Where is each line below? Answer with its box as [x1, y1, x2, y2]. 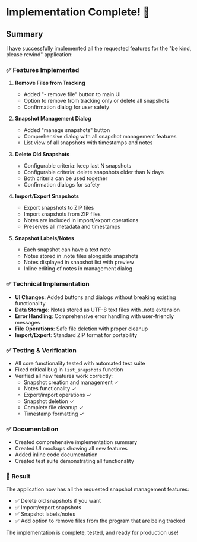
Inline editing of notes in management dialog [23, 265, 132, 272]
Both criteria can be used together [23, 175, 108, 182]
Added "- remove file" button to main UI [23, 91, 121, 98]
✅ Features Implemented [6, 65, 80, 74]
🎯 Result [6, 472, 31, 481]
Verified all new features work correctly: [14, 372, 113, 379]
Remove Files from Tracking [14, 80, 85, 87]
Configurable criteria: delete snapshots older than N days [23, 169, 164, 176]
